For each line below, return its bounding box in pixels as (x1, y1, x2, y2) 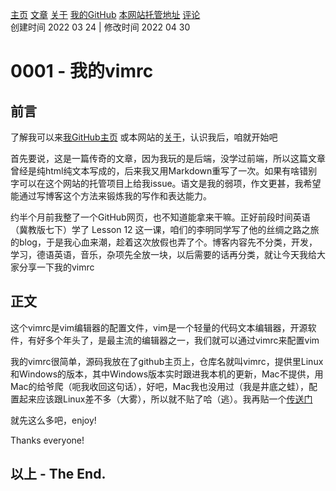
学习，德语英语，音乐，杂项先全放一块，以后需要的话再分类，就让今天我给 (10, 249, 317, 260)
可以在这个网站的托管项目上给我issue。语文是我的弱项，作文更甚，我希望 (18, 178, 322, 189)
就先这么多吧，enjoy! (10, 414, 97, 426)
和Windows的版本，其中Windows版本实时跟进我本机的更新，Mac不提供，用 (10, 368, 324, 380)
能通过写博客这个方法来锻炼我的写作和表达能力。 (10, 190, 212, 202)
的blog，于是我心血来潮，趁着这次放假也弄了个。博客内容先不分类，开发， (10, 236, 318, 248)
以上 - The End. (10, 466, 107, 483)
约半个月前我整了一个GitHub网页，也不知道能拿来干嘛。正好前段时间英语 (10, 211, 311, 223)
